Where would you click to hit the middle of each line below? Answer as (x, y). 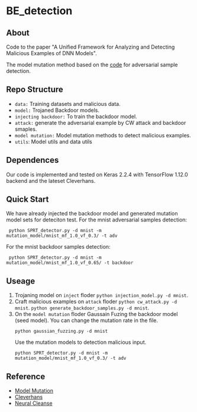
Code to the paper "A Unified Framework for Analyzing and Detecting (91, 47)
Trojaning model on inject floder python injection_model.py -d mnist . (101, 295)
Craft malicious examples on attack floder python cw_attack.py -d (96, 302)
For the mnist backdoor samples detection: (58, 247)
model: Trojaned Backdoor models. (57, 110)
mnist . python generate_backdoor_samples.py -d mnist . (82, 308)
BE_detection (39, 11)
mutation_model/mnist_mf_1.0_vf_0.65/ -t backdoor (70, 263)
